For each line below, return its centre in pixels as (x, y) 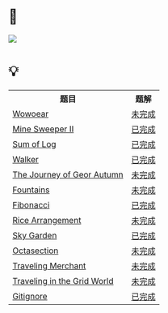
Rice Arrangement (47, 220)
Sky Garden (35, 235)
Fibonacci (31, 204)
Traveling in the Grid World (63, 281)
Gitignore (30, 296)
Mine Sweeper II (43, 129)
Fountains (31, 190)
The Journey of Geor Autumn (68, 174)
